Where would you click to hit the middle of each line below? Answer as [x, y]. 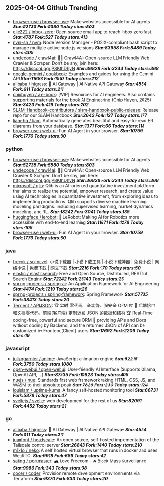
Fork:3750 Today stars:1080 [42, 364]
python [14, 149]
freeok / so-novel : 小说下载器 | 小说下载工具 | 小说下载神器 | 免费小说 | [83, 261]
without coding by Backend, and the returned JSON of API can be [79, 325]
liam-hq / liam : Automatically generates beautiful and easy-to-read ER [83, 121]
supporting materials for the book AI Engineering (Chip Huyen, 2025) [82, 100]
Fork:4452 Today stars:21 [40, 406]
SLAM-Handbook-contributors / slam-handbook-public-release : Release [85, 110]
